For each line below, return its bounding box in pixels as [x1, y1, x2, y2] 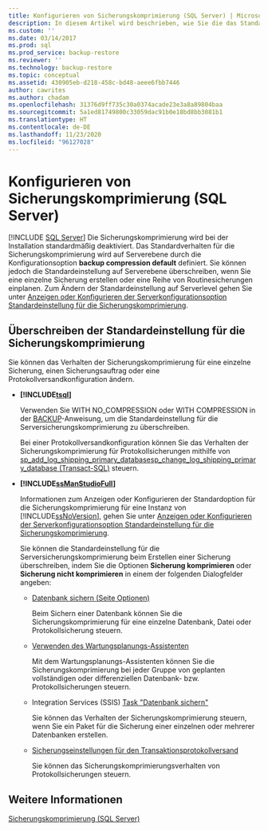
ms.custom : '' [8, 26, 56, 34]
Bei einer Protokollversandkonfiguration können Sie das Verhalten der [19, 438, 249, 447]
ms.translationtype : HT [8, 116, 88, 124]
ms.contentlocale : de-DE [8, 123, 91, 131]
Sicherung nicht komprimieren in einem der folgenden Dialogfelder [19, 569, 243, 579]
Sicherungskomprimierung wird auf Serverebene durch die [8, 249, 202, 260]
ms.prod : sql [8, 42, 52, 50]
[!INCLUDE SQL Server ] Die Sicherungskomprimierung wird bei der [8, 233, 229, 242]
